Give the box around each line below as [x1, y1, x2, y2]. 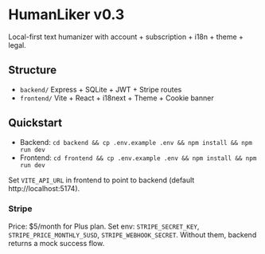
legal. [8, 40, 26, 49]
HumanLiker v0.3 [8, 6, 125, 24]
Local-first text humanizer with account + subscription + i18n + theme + [8, 32, 244, 41]
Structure [8, 64, 57, 77]
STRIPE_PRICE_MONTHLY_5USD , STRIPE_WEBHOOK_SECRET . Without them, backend [8, 229, 257, 240]
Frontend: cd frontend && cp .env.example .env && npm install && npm [19, 153, 257, 162]
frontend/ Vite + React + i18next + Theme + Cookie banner [19, 93, 214, 103]
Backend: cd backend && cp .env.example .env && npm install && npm [19, 137, 253, 147]
